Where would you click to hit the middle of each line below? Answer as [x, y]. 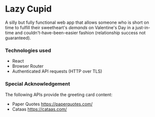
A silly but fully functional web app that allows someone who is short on [77, 22]
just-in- [143, 27]
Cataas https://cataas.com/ [39, 109]
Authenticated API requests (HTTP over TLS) [57, 71]
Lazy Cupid [29, 9]
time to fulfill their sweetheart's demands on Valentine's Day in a [70, 27]
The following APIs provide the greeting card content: [59, 94]
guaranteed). [18, 38]
